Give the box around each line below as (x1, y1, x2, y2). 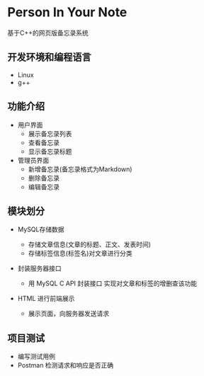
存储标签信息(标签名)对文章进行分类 (28, 249, 132, 258)
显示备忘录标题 (28, 147, 72, 156)
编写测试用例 (17, 352, 55, 361)
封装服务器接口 (17, 264, 62, 273)
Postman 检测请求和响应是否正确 (17, 361, 114, 370)
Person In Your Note (7, 4, 127, 21)
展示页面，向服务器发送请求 (28, 309, 110, 318)
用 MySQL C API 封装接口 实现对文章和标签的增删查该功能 (28, 279, 198, 287)
